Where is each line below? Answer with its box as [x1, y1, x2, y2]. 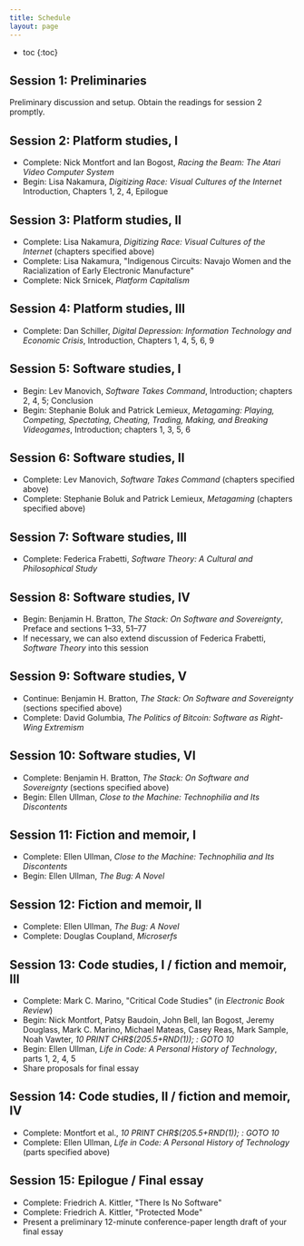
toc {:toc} [22, 46, 59, 57]
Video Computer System [22, 167, 115, 178]
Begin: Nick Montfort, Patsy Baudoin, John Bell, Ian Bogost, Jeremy [22, 1015, 275, 1025]
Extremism [44, 721, 84, 732]
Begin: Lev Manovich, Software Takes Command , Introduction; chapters [22, 385, 293, 396]
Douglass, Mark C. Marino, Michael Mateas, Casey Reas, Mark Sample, [22, 1025, 289, 1035]
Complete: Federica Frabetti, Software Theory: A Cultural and [22, 554, 253, 564]
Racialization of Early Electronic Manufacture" [22, 265, 195, 276]
